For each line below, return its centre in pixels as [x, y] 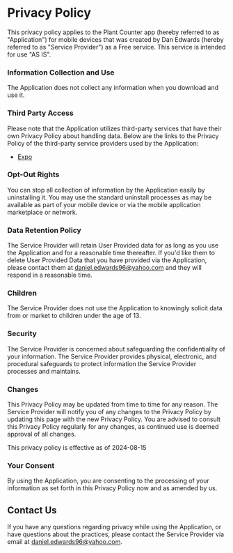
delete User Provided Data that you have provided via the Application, [107, 260]
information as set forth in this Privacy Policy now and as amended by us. [112, 488]
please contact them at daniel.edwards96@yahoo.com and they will [104, 268]
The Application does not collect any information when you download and [113, 88]
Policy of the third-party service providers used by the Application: [103, 143]
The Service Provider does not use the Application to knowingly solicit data [115, 308]
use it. [16, 95]
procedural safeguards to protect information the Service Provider [102, 363]
